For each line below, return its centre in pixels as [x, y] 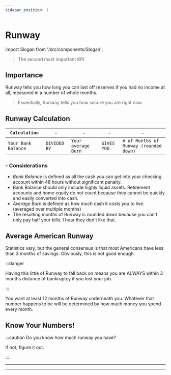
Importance [24, 75]
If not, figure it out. [25, 348]
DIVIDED [55, 143]
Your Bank [20, 143]
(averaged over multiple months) [47, 209]
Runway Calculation [38, 118]
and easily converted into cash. [46, 198]
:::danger [15, 264]
